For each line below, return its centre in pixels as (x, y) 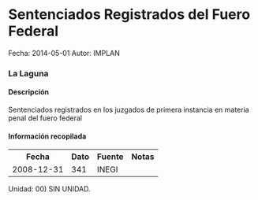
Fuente (110, 157)
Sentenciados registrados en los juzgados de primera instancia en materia (129, 110)
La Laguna (28, 73)
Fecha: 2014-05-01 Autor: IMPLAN (64, 53)
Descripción (29, 92)
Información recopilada (47, 136)
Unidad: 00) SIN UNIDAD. (49, 189)
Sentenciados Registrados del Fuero (129, 15)
